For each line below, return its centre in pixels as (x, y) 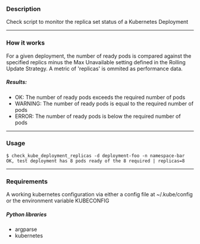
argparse (26, 229)
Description (24, 9)
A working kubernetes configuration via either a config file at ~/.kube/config (100, 195)
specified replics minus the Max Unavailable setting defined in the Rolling (96, 62)
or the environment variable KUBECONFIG (58, 201)
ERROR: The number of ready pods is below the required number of (98, 116)
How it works (26, 43)
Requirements (27, 182)
